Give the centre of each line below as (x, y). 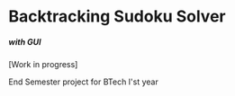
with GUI (25, 41)
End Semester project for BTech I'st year (83, 82)
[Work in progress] (43, 65)
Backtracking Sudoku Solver (117, 17)
